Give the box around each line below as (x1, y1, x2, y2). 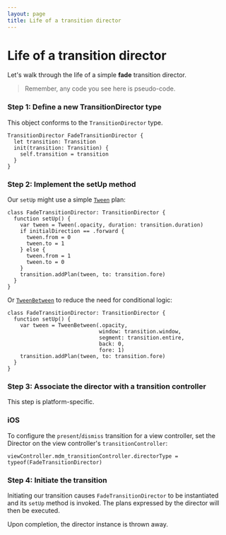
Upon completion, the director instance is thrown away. (7, 519, 168, 528)
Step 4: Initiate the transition (7, 475, 107, 485)
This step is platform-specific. (7, 398, 95, 406)
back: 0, (98, 340, 125, 347)
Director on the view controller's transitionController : (7, 439, 168, 447)
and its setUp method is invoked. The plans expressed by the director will (7, 498, 220, 507)
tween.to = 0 (25, 259, 65, 266)
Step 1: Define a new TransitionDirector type (7, 102, 162, 112)
